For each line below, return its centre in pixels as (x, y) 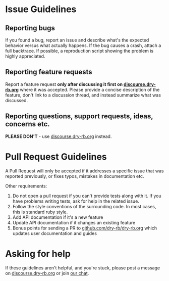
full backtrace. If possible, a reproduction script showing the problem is (79, 51)
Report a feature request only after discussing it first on (64, 84)
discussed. (17, 100)
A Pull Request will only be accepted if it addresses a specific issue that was (84, 171)
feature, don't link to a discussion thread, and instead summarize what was (83, 95)
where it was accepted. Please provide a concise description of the (90, 89)
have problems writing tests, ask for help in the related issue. (76, 201)
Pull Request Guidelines (56, 156)
